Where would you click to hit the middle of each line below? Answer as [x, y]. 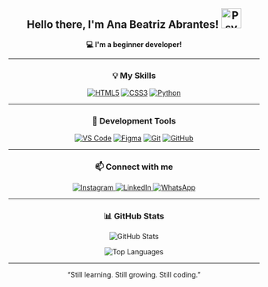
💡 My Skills [134, 75]
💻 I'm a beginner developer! [134, 44]
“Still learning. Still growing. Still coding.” [134, 275]
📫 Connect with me [134, 167]
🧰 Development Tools [134, 121]
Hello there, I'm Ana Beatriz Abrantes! [123, 25]
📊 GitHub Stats [134, 216]
